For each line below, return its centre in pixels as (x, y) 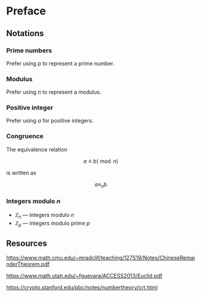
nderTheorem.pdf (28, 264)
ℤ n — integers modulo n (44, 216)
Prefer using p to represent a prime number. (61, 63)
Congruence (25, 136)
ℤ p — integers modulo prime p (52, 224)
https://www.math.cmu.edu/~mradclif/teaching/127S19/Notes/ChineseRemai (100, 258)
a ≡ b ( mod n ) (101, 161)
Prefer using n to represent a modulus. (54, 92)
